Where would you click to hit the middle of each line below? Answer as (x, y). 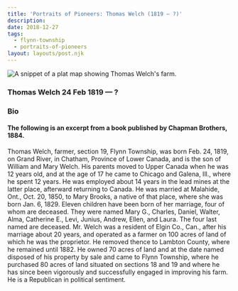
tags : (15, 34)
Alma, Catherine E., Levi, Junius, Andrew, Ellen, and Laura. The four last (112, 219)
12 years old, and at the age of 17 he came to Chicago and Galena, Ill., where (119, 174)
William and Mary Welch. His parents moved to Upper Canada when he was (118, 166)
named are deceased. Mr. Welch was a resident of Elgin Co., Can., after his (117, 226)
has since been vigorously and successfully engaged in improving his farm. (118, 272)
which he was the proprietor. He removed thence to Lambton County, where (119, 241)
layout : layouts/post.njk (45, 54)
